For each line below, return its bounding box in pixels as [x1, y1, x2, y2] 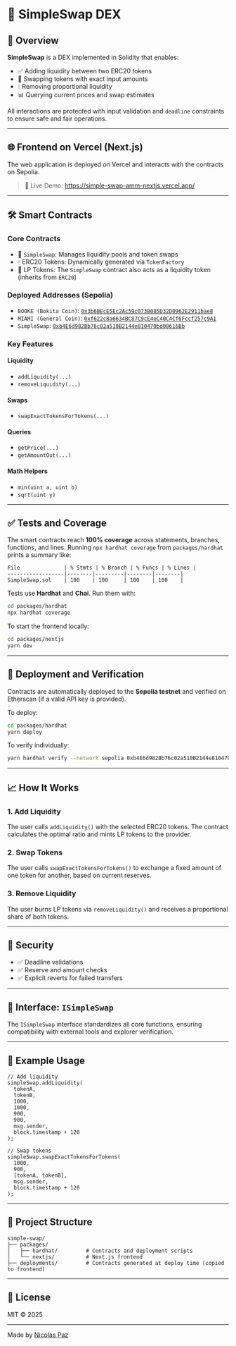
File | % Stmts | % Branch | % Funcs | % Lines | [7, 564, 197, 572]
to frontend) [7, 1266, 46, 1273]
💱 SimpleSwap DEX [7, 6, 122, 23]
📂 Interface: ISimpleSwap [7, 1001, 114, 1013]
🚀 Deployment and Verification [7, 668, 144, 680]
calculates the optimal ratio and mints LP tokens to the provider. [7, 830, 192, 838]
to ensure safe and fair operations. [7, 114, 107, 123]
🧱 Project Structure [7, 1216, 93, 1228]
